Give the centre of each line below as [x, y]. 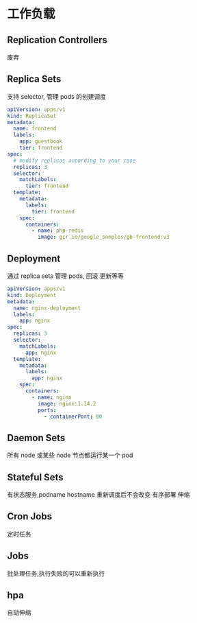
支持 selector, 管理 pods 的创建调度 [57, 96]
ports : [47, 410]
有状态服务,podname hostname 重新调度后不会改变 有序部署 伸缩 [98, 494]
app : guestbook [41, 141]
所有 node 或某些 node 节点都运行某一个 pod [70, 455]
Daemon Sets [36, 437]
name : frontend [35, 129]
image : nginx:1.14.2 [67, 403]
